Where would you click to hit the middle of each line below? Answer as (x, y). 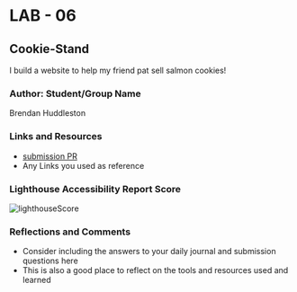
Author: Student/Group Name (75, 93)
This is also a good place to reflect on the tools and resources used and (155, 270)
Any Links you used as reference (83, 165)
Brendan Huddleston (48, 113)
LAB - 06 (43, 16)
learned (36, 280)
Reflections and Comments (70, 232)
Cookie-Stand (49, 49)
